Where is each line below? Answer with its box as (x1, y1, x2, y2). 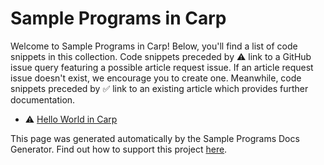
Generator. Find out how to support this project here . (10, 143, 228, 155)
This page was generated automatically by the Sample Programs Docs (10, 132, 300, 144)
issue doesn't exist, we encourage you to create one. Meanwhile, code (10, 72, 302, 84)
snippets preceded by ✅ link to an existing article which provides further (10, 82, 309, 94)
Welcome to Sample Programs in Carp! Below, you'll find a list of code (10, 40, 298, 52)
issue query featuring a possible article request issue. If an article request (10, 61, 314, 73)
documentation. (10, 93, 76, 106)
